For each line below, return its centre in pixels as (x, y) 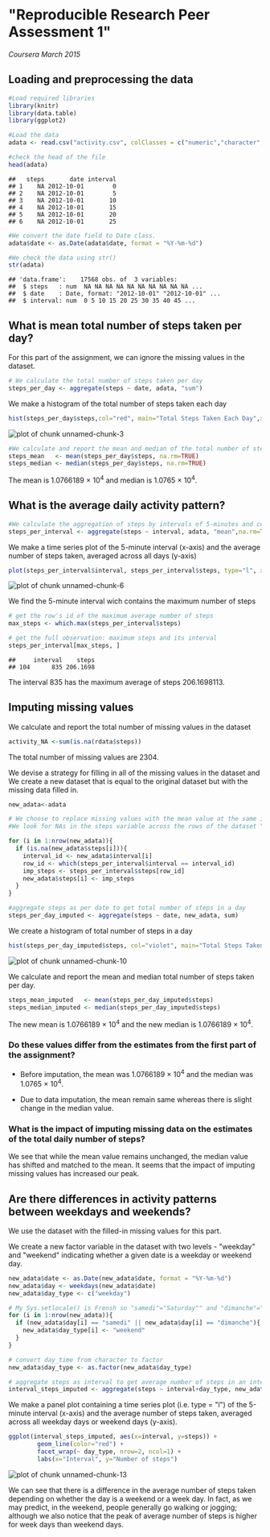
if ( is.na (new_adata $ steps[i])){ (72, 849)
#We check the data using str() (62, 258)
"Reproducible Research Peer (109, 15)
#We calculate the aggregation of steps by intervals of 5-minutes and (131, 524)
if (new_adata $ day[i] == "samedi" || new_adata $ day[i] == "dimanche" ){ (138, 1323)
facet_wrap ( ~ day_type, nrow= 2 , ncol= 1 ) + (109, 1452)
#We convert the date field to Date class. (82, 235)
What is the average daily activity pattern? (117, 505)
